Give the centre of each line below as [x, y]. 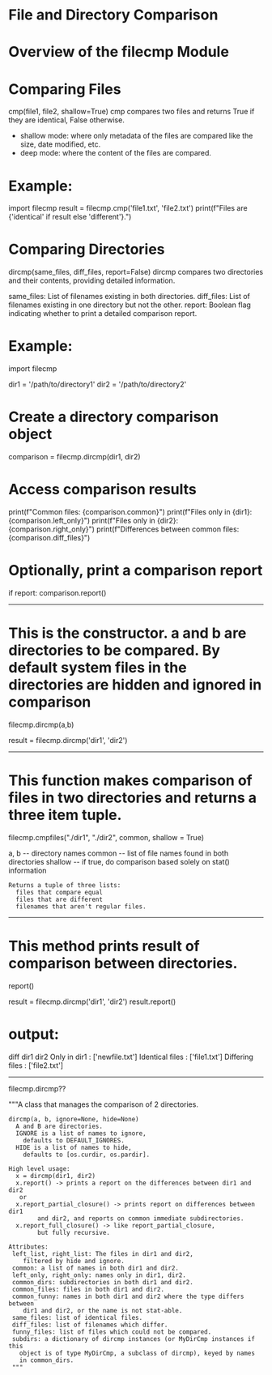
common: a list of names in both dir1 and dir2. [96, 1268]
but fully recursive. [74, 1232]
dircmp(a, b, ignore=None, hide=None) [74, 1119]
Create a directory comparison [114, 417]
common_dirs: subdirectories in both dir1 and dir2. [103, 1282]
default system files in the [98, 668]
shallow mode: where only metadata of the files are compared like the [136, 136]
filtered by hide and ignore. [74, 1261]
